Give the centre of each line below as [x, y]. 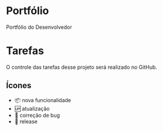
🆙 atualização [32, 108]
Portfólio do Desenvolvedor [39, 27]
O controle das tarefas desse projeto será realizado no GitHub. [81, 67]
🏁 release [26, 121]
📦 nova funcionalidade [43, 100]
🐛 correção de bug [37, 115]
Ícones [19, 85]
